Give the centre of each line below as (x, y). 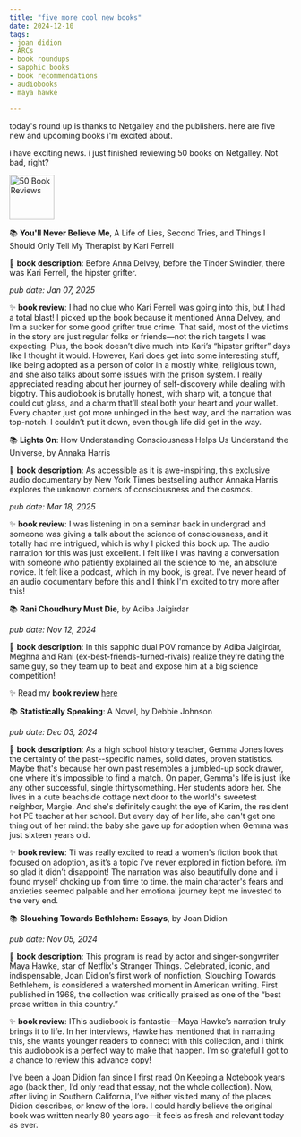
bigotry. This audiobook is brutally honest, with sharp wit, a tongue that (141, 393)
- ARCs (21, 51)
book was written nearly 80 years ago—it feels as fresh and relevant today (147, 1115)
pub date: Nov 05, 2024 (53, 939)
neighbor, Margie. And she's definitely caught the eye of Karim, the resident (149, 806)
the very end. (34, 900)
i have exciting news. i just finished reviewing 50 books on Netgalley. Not (144, 152)
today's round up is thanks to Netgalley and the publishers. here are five (142, 125)
